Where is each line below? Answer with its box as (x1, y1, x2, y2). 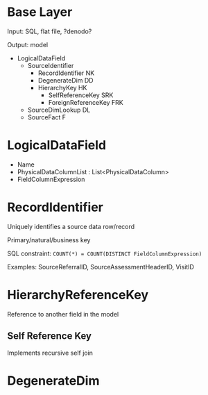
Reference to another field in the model (7, 310, 119, 318)
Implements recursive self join (7, 348, 94, 357)
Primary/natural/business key (7, 235, 91, 244)
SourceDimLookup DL (27, 106, 91, 114)
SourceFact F (27, 112, 67, 121)
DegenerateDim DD (37, 76, 94, 84)
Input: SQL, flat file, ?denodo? (7, 27, 92, 35)
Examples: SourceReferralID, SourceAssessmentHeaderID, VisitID (7, 262, 194, 271)
